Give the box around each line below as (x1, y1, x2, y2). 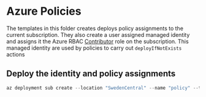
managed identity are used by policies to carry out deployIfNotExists (6, 44, 182, 52)
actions (6, 50, 25, 58)
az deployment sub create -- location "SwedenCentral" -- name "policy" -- (6, 85, 199, 91)
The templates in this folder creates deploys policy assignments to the (6, 25, 184, 32)
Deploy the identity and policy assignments (6, 69, 176, 79)
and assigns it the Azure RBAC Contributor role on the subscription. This (6, 37, 189, 45)
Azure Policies (6, 4, 82, 18)
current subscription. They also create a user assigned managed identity (6, 31, 190, 38)
